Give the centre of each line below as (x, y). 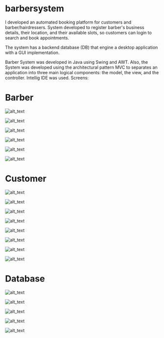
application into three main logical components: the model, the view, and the (82, 72)
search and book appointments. (37, 38)
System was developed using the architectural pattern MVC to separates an (81, 67)
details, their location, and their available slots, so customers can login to (78, 32)
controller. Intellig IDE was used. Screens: (47, 78)
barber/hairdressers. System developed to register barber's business (75, 27)
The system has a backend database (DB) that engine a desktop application (82, 47)
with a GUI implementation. (32, 53)
